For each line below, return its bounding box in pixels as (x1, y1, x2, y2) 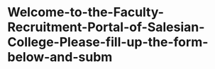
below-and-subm (7, 49, 113, 65)
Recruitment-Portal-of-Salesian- (7, 19, 205, 35)
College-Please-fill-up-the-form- (7, 34, 209, 50)
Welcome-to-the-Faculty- (7, 4, 165, 20)
